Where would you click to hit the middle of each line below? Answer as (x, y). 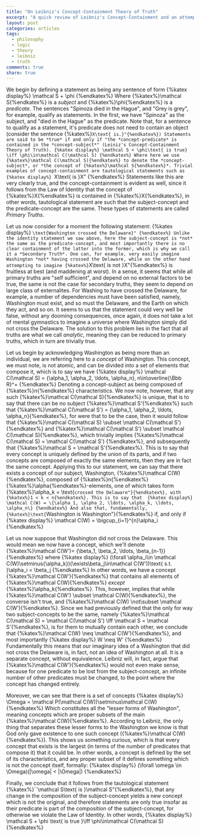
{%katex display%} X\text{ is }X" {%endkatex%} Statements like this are (95, 177)
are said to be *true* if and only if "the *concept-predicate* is (92, 140)
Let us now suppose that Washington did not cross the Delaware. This (92, 538)
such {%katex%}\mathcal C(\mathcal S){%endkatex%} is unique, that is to (98, 397)
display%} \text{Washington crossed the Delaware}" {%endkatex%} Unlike (98, 233)
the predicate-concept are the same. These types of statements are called (97, 209)
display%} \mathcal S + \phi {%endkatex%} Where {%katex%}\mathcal (94, 96)
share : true (21, 73)
